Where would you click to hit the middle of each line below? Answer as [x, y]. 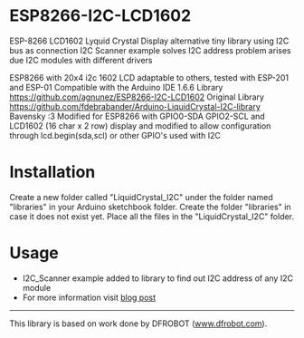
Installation [52, 172]
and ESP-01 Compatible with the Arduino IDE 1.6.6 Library [116, 87]
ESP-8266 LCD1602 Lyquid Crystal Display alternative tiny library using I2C [149, 41]
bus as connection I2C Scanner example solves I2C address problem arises [150, 50]
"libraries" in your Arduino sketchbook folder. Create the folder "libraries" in [150, 207]
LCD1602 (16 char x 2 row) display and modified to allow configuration [140, 126]
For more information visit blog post [89, 297]
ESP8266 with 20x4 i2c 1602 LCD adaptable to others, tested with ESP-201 [149, 77]
